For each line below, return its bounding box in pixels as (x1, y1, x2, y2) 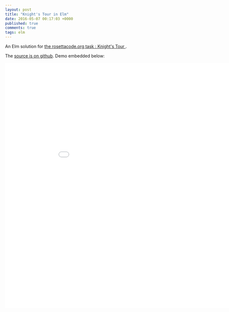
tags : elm (5, 30, 25, 35)
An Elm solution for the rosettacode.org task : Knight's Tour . (5, 44, 127, 49)
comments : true (5, 26, 36, 30)
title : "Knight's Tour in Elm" (5, 12, 69, 17)
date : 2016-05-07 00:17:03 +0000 (5, 16, 73, 21)
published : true (5, 21, 38, 26)
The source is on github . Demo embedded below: (5, 53, 105, 59)
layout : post (5, 7, 32, 12)
